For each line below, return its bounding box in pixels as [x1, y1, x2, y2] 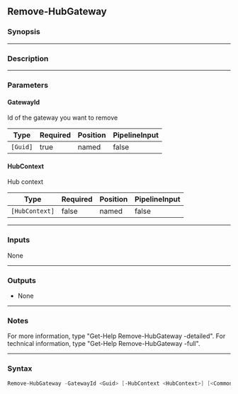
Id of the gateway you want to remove [7, 113, 118, 122]
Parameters [7, 80, 48, 90]
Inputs [7, 235, 30, 245]
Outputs [7, 275, 37, 285]
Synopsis [7, 27, 40, 37]
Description [7, 53, 49, 63]
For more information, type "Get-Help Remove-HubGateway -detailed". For [7, 332, 226, 340]
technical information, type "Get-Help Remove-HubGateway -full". [7, 340, 200, 348]
